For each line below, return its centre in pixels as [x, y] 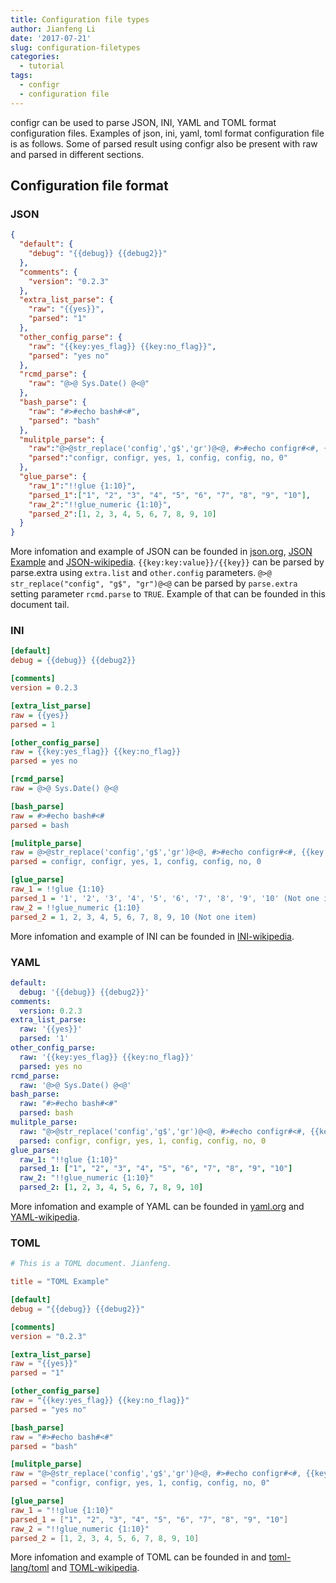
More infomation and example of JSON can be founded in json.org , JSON [161, 552]
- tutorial [42, 66]
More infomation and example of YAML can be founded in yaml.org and [157, 1207]
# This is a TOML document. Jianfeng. [91, 1264]
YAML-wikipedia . [45, 1217]
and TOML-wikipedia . [95, 1568]
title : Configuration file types [80, 19]
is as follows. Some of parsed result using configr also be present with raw [164, 143]
